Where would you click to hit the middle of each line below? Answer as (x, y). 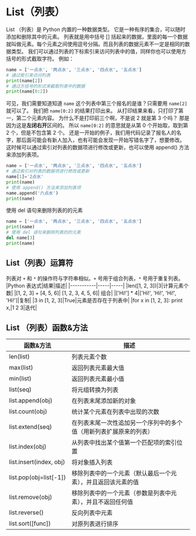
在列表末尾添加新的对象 (104, 401)
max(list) (21, 368)
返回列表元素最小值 (98, 379)
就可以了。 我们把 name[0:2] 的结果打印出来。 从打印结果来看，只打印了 (92, 111)
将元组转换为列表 (95, 390)
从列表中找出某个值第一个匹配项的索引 (124, 443)
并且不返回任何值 (109, 502)
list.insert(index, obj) (37, 462)
